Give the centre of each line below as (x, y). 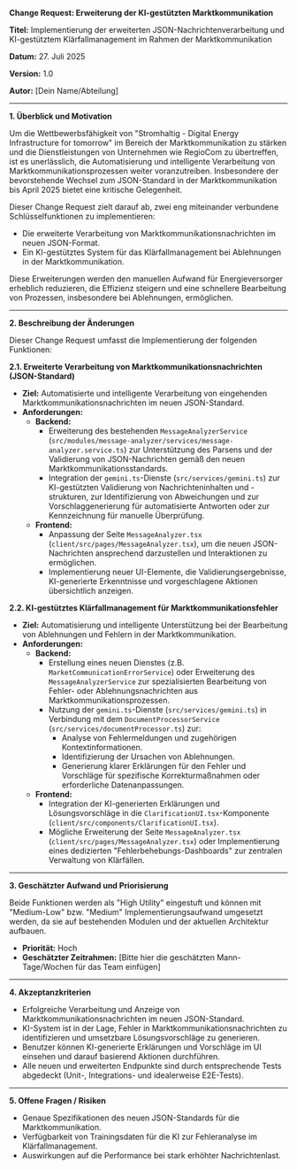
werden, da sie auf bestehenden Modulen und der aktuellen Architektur (139, 921)
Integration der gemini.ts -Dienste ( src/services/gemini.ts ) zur (164, 478)
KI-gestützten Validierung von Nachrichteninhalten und (148, 487)
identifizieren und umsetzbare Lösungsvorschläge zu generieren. (141, 1038)
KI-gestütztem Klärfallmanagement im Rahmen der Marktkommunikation (141, 39)
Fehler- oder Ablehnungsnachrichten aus (123, 691)
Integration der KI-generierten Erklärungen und (134, 804)
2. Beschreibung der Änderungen (72, 323)
